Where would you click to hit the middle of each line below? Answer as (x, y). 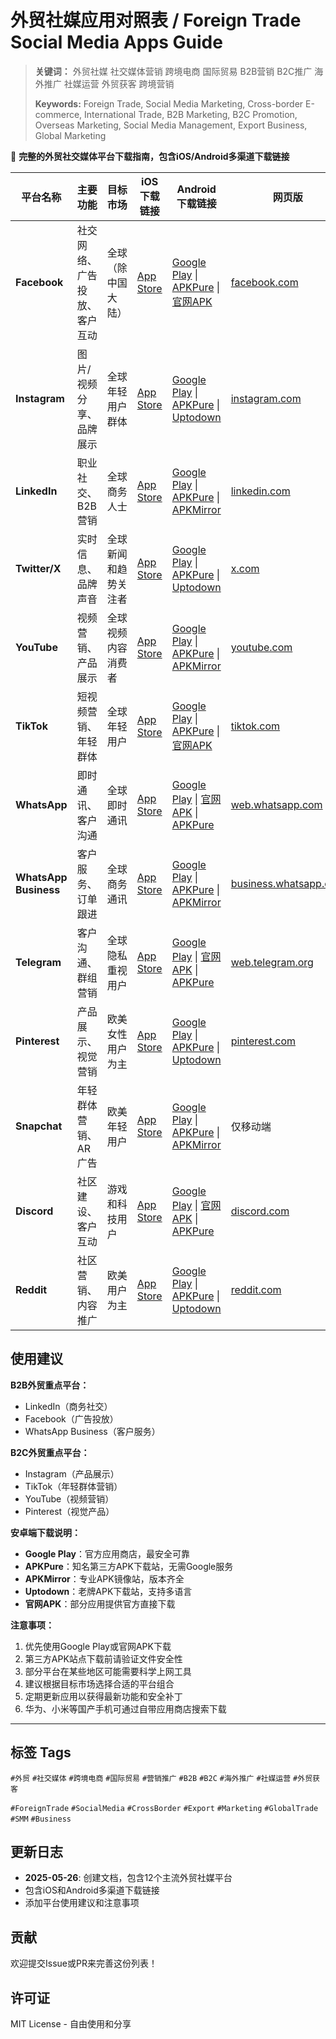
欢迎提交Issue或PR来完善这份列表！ (84, 1963)
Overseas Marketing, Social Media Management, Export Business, (171, 125)
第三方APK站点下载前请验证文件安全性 (103, 1658)
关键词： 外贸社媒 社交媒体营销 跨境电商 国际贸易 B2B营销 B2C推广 (173, 71)
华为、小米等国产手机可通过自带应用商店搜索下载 (125, 1708)
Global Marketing (70, 135)
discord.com (260, 1211)
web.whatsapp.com (276, 804)
